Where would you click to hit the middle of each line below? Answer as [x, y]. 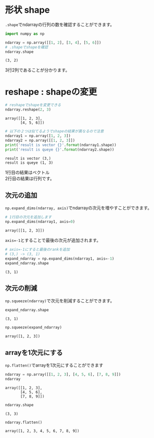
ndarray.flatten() [24, 422]
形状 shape [28, 10]
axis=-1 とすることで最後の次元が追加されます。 [53, 241]
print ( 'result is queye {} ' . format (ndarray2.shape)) [60, 150]
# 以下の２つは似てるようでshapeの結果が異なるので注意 [54, 131]
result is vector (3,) [28, 158]
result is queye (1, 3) [29, 163]
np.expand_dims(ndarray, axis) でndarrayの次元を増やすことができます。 [78, 208]
